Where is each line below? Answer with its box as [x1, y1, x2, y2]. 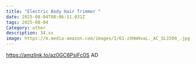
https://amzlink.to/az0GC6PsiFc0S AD [6, 52, 99, 58]
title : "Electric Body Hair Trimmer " [6, 8, 101, 15]
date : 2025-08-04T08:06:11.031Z [6, 14, 85, 20]
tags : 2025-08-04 [6, 19, 49, 25]
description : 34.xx [6, 30, 54, 36]
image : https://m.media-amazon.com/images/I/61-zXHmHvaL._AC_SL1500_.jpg [6, 35, 191, 41]
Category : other [6, 24, 46, 31]
